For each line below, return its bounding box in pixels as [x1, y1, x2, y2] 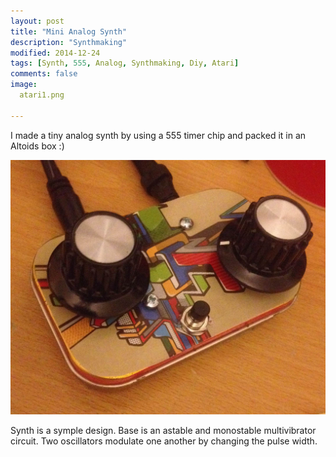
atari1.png [19, 90, 65, 100]
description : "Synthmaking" [10, 37, 128, 47]
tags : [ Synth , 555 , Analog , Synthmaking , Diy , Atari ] [10, 58, 240, 69]
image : [10, 80, 38, 90]
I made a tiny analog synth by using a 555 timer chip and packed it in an [10, 129, 307, 141]
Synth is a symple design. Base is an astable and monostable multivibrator [10, 424, 317, 436]
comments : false [10, 69, 78, 79]
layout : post [10, 16, 65, 26]
